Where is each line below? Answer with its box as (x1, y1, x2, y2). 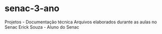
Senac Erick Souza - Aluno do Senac (4, 24, 79, 30)
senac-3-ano (4, 3, 60, 14)
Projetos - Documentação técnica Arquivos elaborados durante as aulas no (4, 19, 157, 25)
